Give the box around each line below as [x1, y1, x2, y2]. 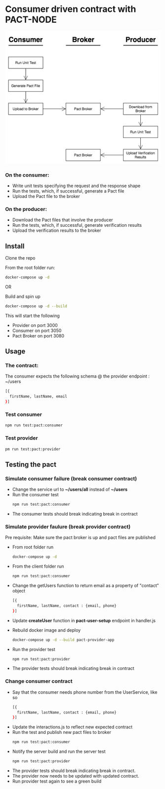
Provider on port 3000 [12, 322, 58, 328]
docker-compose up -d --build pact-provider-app [12, 637, 115, 642]
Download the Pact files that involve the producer [12, 217, 113, 223]
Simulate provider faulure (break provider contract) [5, 523, 131, 530]
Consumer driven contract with [5, 3, 136, 15]
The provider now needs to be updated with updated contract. [12, 773, 139, 779]
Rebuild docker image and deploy [12, 627, 81, 633]
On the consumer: [5, 171, 49, 178]
